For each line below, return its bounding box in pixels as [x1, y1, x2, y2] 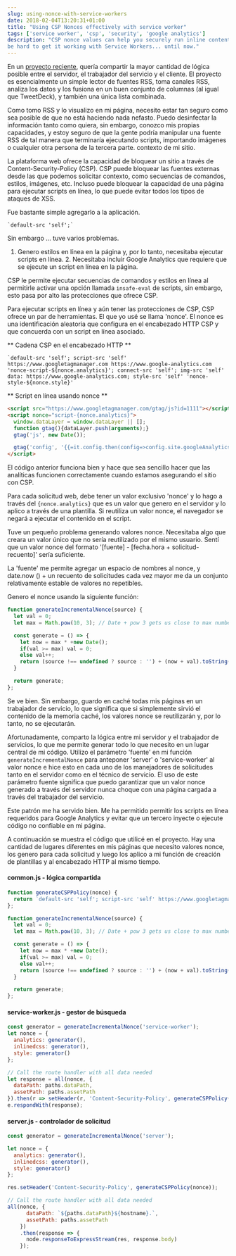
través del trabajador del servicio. [7, 793, 105, 801]
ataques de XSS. [7, 194, 55, 203]
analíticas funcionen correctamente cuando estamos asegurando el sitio [7, 471, 216, 479]
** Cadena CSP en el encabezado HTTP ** [7, 341, 131, 349]
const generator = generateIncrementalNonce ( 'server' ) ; [7, 1133, 174, 1140]
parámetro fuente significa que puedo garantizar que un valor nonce [7, 777, 206, 786]
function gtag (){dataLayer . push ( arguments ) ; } [13, 425, 150, 432]
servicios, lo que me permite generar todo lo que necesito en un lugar [7, 740, 209, 748]
